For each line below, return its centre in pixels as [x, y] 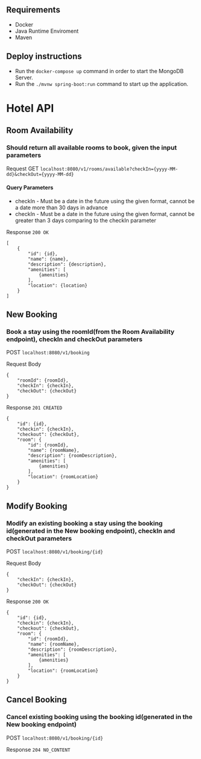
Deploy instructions [44, 57]
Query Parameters [30, 187]
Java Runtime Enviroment [47, 31]
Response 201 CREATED [34, 408]
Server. [24, 77]
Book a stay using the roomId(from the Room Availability [91, 332]
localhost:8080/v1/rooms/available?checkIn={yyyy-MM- [109, 169]
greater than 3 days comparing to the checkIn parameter [85, 220]
